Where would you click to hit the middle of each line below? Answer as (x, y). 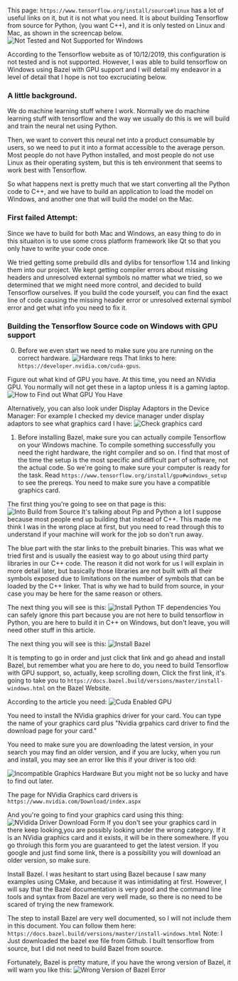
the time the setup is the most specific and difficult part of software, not (123, 460)
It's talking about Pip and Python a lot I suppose (151, 512)
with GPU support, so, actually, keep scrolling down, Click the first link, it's (116, 673)
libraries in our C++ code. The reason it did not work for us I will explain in (115, 563)
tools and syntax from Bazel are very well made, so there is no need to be (115, 896)
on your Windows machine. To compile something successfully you (116, 445)
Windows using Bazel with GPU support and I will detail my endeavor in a (114, 69)
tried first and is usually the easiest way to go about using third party (108, 556)
